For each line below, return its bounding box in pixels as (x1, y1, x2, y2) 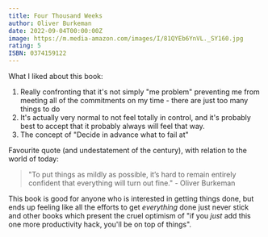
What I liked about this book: (8, 72, 103, 81)
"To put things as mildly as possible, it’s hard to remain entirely (27, 170, 237, 179)
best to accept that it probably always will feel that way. (19, 122, 206, 131)
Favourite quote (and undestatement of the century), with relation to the (8, 146, 248, 155)
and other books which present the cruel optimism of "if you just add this (8, 211, 252, 220)
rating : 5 (8, 42, 42, 50)
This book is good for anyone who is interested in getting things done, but (8, 194, 254, 203)
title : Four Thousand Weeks (8, 11, 103, 20)
